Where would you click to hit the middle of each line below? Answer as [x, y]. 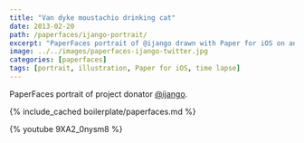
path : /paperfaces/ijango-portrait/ [78, 34]
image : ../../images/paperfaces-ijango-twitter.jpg [109, 52]
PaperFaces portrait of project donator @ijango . [99, 94]
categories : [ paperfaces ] [58, 60]
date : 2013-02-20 [42, 26]
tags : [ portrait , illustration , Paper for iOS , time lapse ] [125, 69]
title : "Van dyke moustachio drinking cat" [93, 18]
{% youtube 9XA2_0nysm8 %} [66, 129]
